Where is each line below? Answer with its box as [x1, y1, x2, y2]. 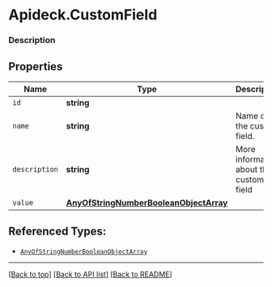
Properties [8, 59, 63, 74]
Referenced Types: [8, 225, 107, 238]
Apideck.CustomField [8, 6, 158, 24]
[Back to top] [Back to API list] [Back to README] [8, 269, 172, 279]
